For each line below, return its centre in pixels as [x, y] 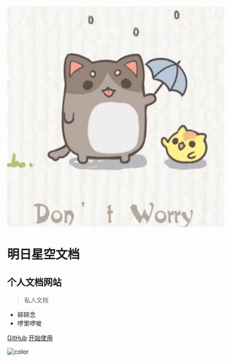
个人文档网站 [34, 282]
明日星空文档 [44, 255]
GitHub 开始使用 [30, 338]
